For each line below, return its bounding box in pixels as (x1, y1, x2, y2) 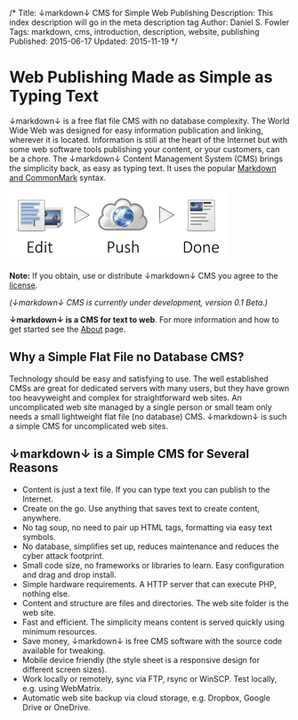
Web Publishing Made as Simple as (9, 67, 273, 87)
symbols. (21, 531, 56, 542)
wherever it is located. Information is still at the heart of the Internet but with (9, 134, 287, 145)
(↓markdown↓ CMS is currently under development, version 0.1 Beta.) (9, 297, 269, 307)
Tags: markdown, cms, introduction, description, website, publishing (9, 27, 260, 37)
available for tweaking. (21, 645, 106, 656)
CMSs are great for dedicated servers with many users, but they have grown (9, 382, 290, 393)
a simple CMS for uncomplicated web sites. (9, 421, 169, 431)
